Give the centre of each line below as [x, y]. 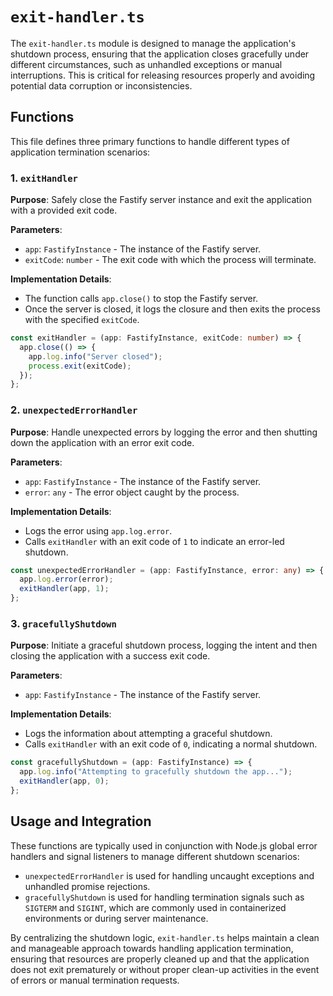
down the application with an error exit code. [102, 442]
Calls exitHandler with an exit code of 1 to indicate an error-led [154, 541]
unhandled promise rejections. [87, 886]
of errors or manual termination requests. [95, 980]
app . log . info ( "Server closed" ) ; [95, 356]
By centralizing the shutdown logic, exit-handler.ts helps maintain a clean [165, 937]
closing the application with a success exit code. [110, 656]
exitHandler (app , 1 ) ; [64, 589]
